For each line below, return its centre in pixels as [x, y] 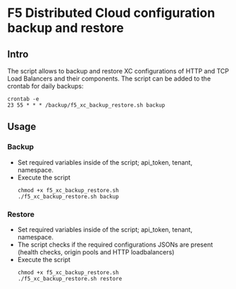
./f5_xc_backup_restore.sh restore [70, 278]
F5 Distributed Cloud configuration [111, 13]
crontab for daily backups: [45, 86]
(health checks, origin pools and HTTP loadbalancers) [96, 252]
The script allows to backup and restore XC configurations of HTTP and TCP [118, 71]
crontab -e [23, 99]
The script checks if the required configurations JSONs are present [115, 244]
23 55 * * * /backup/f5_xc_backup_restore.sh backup [86, 105]
